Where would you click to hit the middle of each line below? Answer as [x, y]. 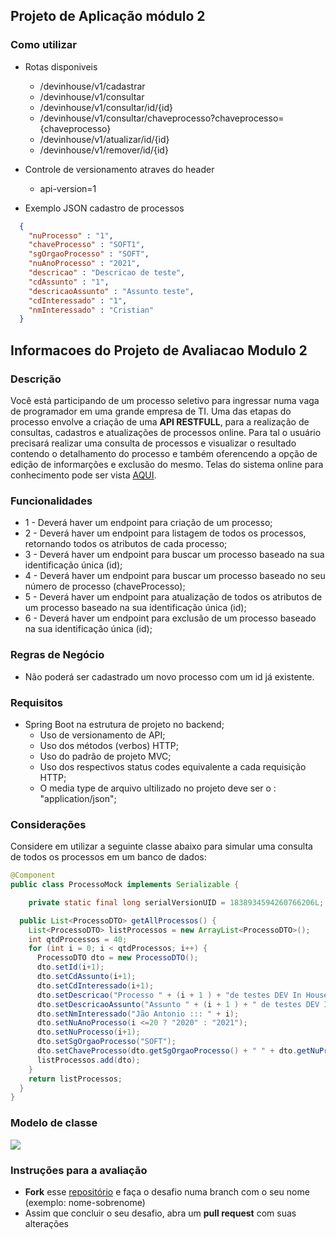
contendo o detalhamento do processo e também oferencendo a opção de [164, 453]
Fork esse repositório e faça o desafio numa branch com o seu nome [167, 1191]
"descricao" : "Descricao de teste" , [107, 273]
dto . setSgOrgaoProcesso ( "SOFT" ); [106, 1042]
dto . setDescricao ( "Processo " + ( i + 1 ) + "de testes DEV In [169, 995]
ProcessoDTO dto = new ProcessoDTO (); [117, 958]
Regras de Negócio [57, 655]
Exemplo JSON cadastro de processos [104, 208]
